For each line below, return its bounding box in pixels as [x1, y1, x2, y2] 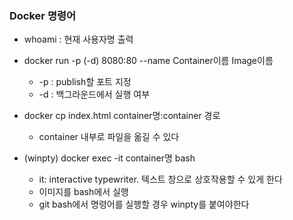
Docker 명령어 [9, 8, 77, 22]
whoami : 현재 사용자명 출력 [23, 33, 134, 46]
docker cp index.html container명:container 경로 [23, 110, 221, 122]
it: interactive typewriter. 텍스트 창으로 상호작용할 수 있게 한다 [38, 173, 283, 186]
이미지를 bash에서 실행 [38, 186, 129, 198]
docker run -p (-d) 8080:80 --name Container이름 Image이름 [23, 55, 274, 67]
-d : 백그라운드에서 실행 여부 [38, 88, 151, 101]
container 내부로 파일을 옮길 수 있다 [38, 131, 180, 143]
